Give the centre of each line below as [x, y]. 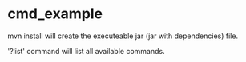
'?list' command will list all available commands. [86, 51]
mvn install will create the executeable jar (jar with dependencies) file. [123, 36]
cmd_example [55, 14]
